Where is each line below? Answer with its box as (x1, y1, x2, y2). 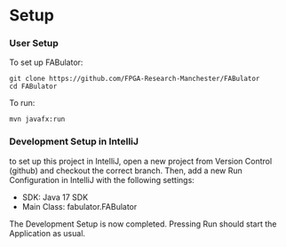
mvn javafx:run (9, 115, 66, 124)
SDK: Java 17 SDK (21, 192, 89, 203)
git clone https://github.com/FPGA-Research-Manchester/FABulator (9, 75, 260, 84)
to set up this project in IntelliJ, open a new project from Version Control (9, 155, 273, 166)
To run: (9, 98, 36, 108)
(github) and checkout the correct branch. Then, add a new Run (9, 165, 242, 176)
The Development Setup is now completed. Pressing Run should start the (9, 219, 277, 229)
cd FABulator (9, 82, 58, 92)
